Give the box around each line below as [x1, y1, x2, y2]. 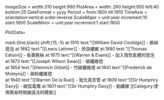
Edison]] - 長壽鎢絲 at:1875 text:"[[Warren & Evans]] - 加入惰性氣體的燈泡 [5, 52, 155, 58]
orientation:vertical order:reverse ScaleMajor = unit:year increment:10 [5, 14, 148, 20]
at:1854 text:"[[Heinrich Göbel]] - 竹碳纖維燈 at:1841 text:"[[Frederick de [5, 65, 153, 70]
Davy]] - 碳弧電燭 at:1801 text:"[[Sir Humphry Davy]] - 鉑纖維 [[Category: [5, 83, 154, 89]
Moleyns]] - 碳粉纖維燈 [5, 71, 52, 77]
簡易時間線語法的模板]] [9, 90, 57, 95]
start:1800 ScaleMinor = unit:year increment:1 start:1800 [5, 20, 120, 25]
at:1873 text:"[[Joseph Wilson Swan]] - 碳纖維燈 [5, 58, 103, 64]
